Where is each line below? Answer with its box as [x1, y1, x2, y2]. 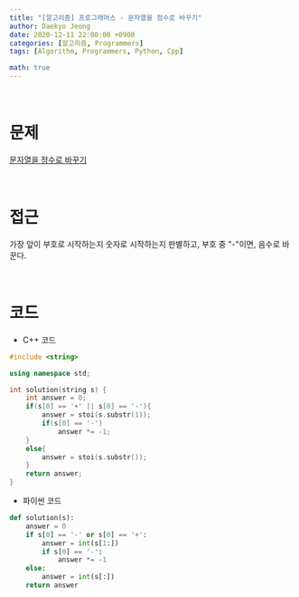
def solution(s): [9, 514, 75, 523]
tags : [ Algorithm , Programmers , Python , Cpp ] [9, 47, 183, 56]
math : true [9, 63, 51, 72]
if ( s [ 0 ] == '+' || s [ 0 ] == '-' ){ [25, 402, 152, 411]
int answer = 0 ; [25, 393, 88, 403]
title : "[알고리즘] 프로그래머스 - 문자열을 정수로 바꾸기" [9, 13, 202, 23]
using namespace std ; [9, 369, 91, 378]
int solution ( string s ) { [9, 385, 107, 394]
